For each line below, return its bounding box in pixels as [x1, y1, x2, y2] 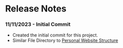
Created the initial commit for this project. [12, 32, 98, 38]
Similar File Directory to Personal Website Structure [12, 37, 118, 43]
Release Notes [5, 3, 66, 14]
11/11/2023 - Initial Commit [5, 21, 71, 28]
